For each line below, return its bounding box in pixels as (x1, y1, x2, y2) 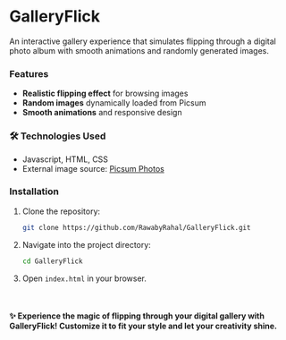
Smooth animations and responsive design (21, 107, 182, 118)
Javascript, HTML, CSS (21, 154, 109, 165)
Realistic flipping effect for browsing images (21, 88, 189, 99)
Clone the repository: (21, 206, 101, 217)
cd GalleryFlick (21, 257, 83, 266)
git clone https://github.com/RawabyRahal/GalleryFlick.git (21, 223, 251, 232)
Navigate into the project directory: (21, 239, 152, 250)
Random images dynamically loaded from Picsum (21, 98, 206, 108)
